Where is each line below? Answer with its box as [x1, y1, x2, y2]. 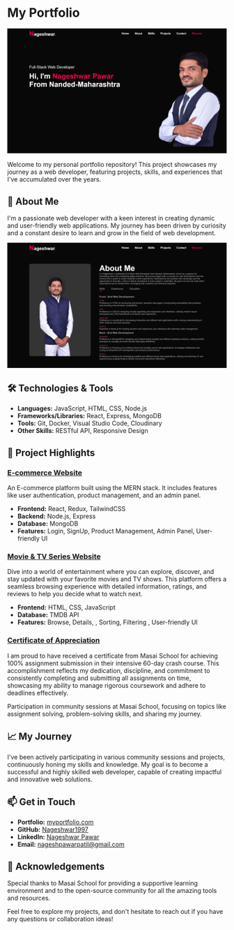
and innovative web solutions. [7, 775, 93, 783]
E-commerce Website [7, 468, 82, 478]
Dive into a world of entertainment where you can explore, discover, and [7, 568, 214, 576]
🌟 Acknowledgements [7, 860, 105, 872]
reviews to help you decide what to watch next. [7, 590, 143, 598]
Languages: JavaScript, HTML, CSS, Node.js [17, 404, 148, 413]
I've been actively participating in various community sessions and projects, [7, 753, 225, 761]
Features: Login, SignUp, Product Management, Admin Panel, [17, 527, 195, 536]
